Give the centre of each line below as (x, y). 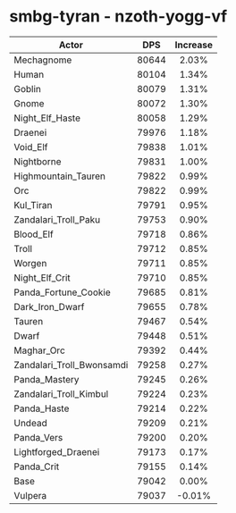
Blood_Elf (34, 234)
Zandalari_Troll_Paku (57, 219)
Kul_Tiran (33, 205)
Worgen (30, 263)
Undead (30, 423)
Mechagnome (43, 60)
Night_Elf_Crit (42, 277)
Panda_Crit (37, 467)
